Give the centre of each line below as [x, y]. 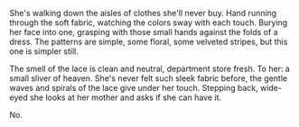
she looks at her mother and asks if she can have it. [126, 97]
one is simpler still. [44, 51]
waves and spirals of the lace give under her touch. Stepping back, [134, 88]
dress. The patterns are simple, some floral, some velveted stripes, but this [149, 41]
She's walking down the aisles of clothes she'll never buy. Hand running [143, 13]
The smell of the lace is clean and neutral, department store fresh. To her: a [150, 68]
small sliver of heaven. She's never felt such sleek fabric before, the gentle [148, 78]
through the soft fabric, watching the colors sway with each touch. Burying [149, 23]
